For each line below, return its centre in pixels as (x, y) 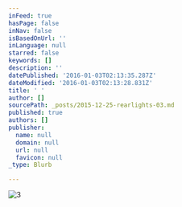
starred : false (34, 53)
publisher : (27, 128)
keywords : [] (30, 61)
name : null (34, 135)
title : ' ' (27, 90)
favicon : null (39, 157)
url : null (32, 150)
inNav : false (30, 30)
